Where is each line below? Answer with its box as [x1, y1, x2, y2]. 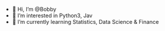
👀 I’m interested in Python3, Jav [12, 12, 93, 19]
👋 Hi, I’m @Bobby [12, 6, 56, 13]
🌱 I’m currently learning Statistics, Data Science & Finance [12, 18, 159, 25]
